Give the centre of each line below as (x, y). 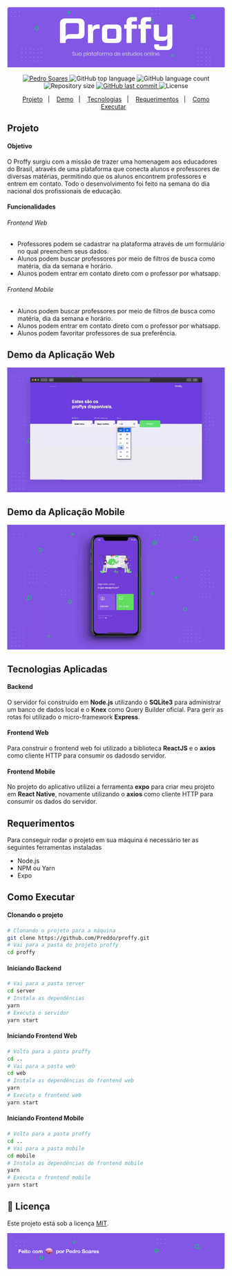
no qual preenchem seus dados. (63, 252)
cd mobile (21, 1156)
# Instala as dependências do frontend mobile (75, 1163)
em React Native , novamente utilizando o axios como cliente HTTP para (110, 794)
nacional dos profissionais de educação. (65, 191)
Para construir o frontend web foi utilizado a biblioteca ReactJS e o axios (112, 749)
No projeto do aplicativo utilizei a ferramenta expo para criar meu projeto (111, 787)
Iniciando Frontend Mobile (46, 1118)
